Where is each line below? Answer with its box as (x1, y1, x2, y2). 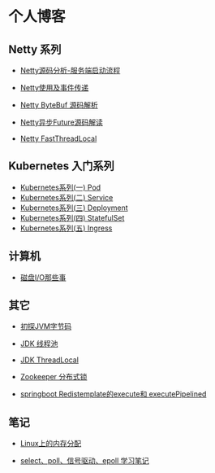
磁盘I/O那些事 (19, 272, 67, 282)
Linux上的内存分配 (19, 439, 82, 449)
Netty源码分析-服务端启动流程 (19, 66, 121, 75)
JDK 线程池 (19, 339, 58, 348)
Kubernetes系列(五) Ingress (19, 223, 113, 233)
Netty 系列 (8, 42, 62, 56)
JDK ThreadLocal (19, 355, 80, 365)
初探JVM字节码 (19, 322, 72, 331)
